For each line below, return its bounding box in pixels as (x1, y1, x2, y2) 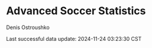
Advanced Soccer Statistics (6, 4, 146, 18)
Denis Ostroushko (6, 24, 50, 31)
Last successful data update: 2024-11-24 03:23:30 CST (6, 35, 142, 42)
